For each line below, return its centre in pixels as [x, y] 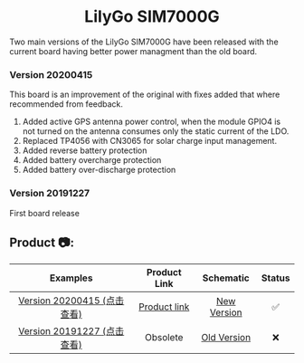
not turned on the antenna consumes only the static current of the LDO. [156, 131]
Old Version [226, 338]
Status [275, 278]
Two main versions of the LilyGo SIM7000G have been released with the [144, 42]
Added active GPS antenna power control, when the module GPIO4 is [152, 122]
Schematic [226, 278]
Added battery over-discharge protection [99, 170]
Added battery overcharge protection [92, 160]
